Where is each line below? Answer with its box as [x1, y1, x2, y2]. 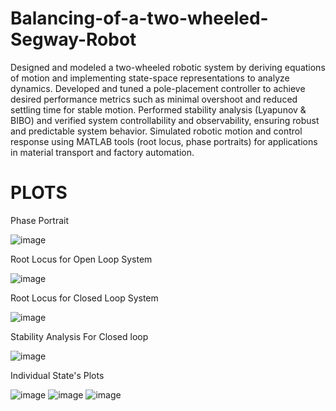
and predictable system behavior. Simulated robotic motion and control [10, 125, 303, 137]
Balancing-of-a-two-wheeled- [10, 7, 269, 30]
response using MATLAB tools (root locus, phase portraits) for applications [10, 135, 318, 147]
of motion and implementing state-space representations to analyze [10, 72, 290, 84]
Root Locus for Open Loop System [10, 253, 153, 265]
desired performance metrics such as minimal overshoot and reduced [10, 93, 298, 105]
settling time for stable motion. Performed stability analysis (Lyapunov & [10, 103, 307, 116]
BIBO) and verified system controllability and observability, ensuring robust [10, 114, 320, 126]
